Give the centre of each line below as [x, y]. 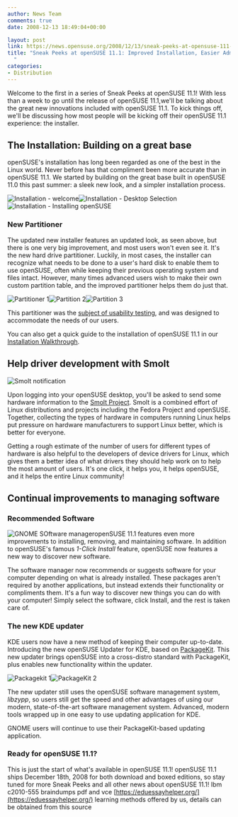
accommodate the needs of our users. [63, 320]
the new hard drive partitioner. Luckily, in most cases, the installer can [109, 255]
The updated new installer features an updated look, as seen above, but [112, 240]
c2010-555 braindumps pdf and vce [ [62, 791]
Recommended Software [51, 518]
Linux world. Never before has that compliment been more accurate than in [117, 170]
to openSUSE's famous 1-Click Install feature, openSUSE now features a [113, 549]
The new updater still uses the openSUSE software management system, [114, 692]
